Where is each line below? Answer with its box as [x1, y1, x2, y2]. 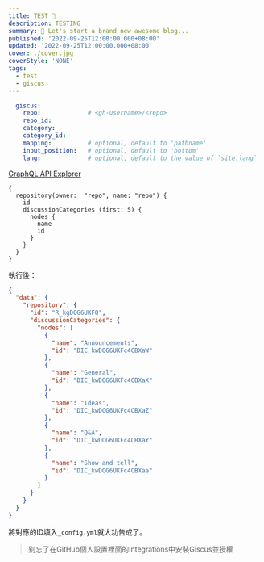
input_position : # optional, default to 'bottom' [23, 146, 200, 154]
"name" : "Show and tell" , [51, 459, 138, 467]
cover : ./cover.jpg [8, 49, 74, 57]
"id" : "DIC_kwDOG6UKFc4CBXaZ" [51, 406, 153, 414]
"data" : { [15, 294, 48, 302]
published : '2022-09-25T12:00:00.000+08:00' [8, 34, 160, 43]
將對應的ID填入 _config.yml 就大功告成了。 [8, 526, 147, 537]
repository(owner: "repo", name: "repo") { [15, 191, 167, 199]
